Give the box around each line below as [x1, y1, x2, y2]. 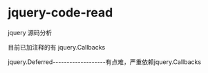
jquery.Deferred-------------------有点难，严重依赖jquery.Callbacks [8, 57, 202, 66]
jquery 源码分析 [8, 28, 53, 36]
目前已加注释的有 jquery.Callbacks [8, 43, 106, 51]
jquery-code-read [8, 5, 113, 21]
